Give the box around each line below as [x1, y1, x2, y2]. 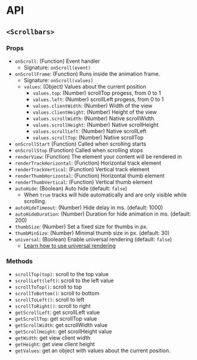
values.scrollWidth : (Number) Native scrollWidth [32, 114, 154, 122]
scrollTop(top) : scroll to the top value [14, 271, 109, 278]
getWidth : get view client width [14, 334, 91, 341]
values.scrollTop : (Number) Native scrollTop [32, 134, 144, 141]
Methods [6, 257, 33, 265]
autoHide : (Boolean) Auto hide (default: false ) [14, 184, 127, 192]
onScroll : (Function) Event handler [14, 58, 100, 65]
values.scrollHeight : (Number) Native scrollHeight [32, 121, 159, 128]
